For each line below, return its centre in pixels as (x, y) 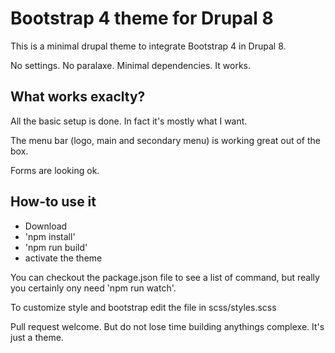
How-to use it (53, 202)
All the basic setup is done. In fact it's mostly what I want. (129, 121)
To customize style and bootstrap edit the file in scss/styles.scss (143, 307)
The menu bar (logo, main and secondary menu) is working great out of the (165, 140)
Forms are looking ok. (55, 170)
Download (46, 226)
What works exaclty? (78, 97)
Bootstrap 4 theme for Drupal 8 (142, 18)
